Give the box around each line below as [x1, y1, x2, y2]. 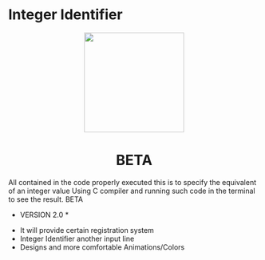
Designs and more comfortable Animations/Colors [19, 242, 185, 252]
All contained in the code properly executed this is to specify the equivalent [8, 177, 257, 187]
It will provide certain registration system [19, 225, 154, 234]
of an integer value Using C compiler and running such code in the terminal [8, 186, 255, 195]
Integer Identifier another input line [19, 234, 135, 243]
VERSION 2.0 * [19, 210, 69, 219]
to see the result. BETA [8, 194, 84, 204]
